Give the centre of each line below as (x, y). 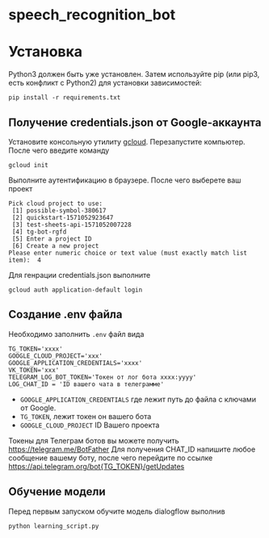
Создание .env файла (65, 315)
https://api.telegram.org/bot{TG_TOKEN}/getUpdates (97, 466)
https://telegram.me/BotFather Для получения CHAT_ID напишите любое (132, 449)
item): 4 (25, 260)
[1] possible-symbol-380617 (59, 210)
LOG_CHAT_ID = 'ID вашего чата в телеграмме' (86, 384)
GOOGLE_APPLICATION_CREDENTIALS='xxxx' (76, 363)
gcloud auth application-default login (76, 290)
